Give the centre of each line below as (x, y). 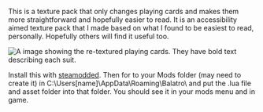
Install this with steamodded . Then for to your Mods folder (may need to (125, 75)
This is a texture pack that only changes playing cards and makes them (124, 11)
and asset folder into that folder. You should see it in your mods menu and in (132, 92)
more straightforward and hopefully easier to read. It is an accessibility (123, 20)
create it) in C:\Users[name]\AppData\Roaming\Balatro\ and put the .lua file (130, 83)
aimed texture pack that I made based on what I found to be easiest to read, (131, 28)
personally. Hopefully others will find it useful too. (89, 36)
